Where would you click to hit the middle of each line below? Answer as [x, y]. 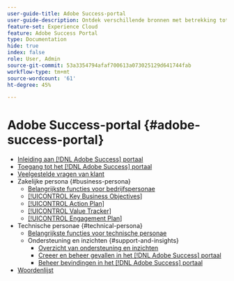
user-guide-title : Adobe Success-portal [67, 14]
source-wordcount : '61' [42, 78]
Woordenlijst [35, 270]
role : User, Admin [34, 59]
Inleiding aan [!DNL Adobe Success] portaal [80, 159]
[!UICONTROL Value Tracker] [69, 211]
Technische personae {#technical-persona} [80, 226]
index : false [26, 53]
